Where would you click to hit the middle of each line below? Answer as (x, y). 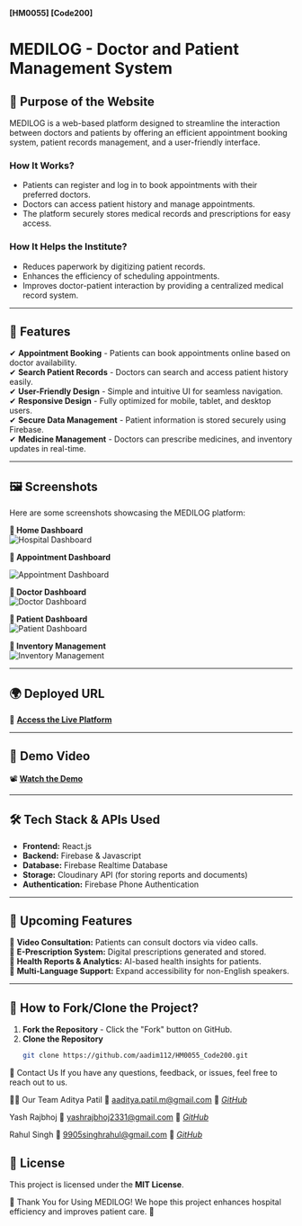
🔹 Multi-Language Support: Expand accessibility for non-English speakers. (149, 971)
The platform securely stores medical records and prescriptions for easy (156, 214)
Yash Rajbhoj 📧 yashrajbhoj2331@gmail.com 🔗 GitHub (109, 1117)
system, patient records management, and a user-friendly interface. (135, 142)
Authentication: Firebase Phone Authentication (111, 884)
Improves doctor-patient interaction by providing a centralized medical (153, 285)
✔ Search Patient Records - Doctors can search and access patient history (149, 372)
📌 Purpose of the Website (82, 101)
